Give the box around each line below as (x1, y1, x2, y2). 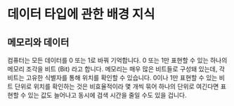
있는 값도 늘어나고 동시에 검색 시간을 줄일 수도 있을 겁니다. (27, 91, 187, 99)
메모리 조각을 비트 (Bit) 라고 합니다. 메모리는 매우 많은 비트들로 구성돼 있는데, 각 (7, 65, 225, 73)
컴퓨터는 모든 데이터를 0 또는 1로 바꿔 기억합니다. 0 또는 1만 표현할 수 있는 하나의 (7, 56, 228, 64)
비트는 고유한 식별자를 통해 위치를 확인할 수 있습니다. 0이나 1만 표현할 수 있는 (7, 74, 218, 82)
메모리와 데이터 (7, 36, 70, 48)
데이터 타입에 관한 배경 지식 (7, 6, 155, 22)
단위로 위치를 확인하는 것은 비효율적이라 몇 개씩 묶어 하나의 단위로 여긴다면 (14, 82, 219, 91)
